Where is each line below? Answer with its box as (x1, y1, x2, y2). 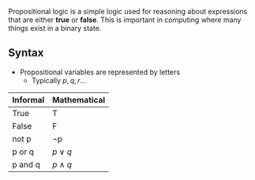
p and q (12, 159, 41, 170)
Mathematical (52, 94, 106, 105)
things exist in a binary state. (8, 24, 102, 32)
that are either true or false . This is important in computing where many (8, 15, 242, 24)
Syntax (8, 47, 44, 60)
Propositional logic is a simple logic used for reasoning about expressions (8, 7, 248, 16)
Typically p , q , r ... (31, 75, 87, 85)
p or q (12, 146, 34, 157)
